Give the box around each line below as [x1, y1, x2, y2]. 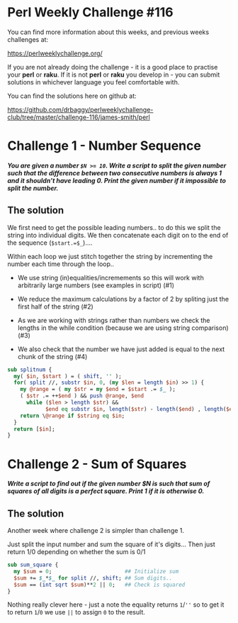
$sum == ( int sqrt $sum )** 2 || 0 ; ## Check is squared [13, 581, 186, 588]
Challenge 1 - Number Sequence [7, 138, 202, 154]
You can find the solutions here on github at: [7, 92, 137, 100]
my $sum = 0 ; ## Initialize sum [13, 568, 179, 575]
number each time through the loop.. [7, 260, 115, 268]
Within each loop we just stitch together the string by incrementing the [7, 252, 213, 260]
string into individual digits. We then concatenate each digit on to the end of [7, 231, 229, 239]
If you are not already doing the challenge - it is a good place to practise [7, 62, 218, 71]
